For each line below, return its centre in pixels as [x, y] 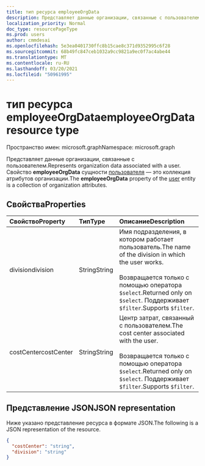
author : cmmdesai [28, 40]
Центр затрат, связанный [156, 318]
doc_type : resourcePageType [42, 29]
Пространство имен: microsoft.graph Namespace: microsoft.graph [91, 148]
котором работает [146, 239]
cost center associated [152, 333]
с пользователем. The [151, 325]
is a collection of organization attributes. [57, 185]
